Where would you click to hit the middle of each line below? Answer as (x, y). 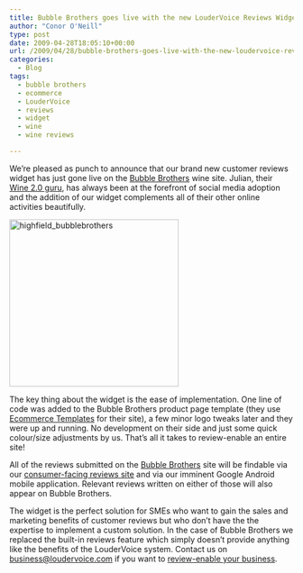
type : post (30, 34)
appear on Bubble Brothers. (61, 493)
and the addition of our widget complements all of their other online (135, 197)
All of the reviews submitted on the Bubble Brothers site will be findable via (149, 464)
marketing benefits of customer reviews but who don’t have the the (134, 520)
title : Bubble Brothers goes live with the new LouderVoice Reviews (141, 18)
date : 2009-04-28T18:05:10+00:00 (72, 43)
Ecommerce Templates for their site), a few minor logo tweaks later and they (151, 418)
